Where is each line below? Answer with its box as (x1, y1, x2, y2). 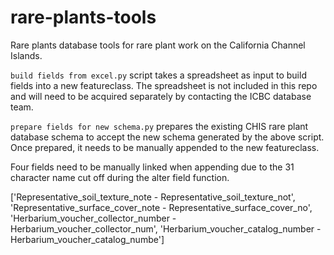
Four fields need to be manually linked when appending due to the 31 (10, 161, 295, 173)
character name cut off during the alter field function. (10, 171, 230, 183)
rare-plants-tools (10, 6, 157, 29)
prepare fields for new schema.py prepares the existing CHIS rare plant (10, 120, 309, 132)
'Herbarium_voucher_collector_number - (10, 212, 177, 224)
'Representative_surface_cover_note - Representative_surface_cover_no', (10, 201, 313, 213)
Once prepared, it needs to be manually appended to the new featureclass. (10, 141, 320, 153)
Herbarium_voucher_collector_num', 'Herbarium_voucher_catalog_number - (10, 222, 322, 235)
